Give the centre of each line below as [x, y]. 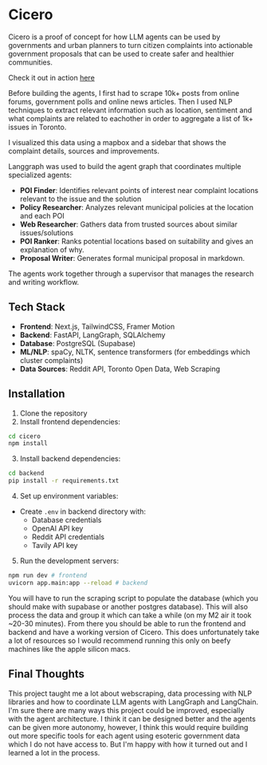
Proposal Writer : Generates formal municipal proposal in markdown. [132, 258]
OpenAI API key [57, 529]
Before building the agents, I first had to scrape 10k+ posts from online [124, 93]
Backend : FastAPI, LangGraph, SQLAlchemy [92, 335]
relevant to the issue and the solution [80, 199]
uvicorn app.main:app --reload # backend [78, 583]
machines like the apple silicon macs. [69, 649]
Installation [37, 394]
